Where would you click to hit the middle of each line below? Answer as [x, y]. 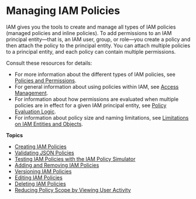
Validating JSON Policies [44, 152]
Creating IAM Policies [40, 146]
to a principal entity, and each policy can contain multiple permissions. [91, 51]
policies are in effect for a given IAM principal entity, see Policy [90, 105]
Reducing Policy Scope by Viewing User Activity [73, 190]
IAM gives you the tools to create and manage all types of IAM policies [91, 27]
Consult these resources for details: [49, 63]
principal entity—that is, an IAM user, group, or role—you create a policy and [98, 39]
